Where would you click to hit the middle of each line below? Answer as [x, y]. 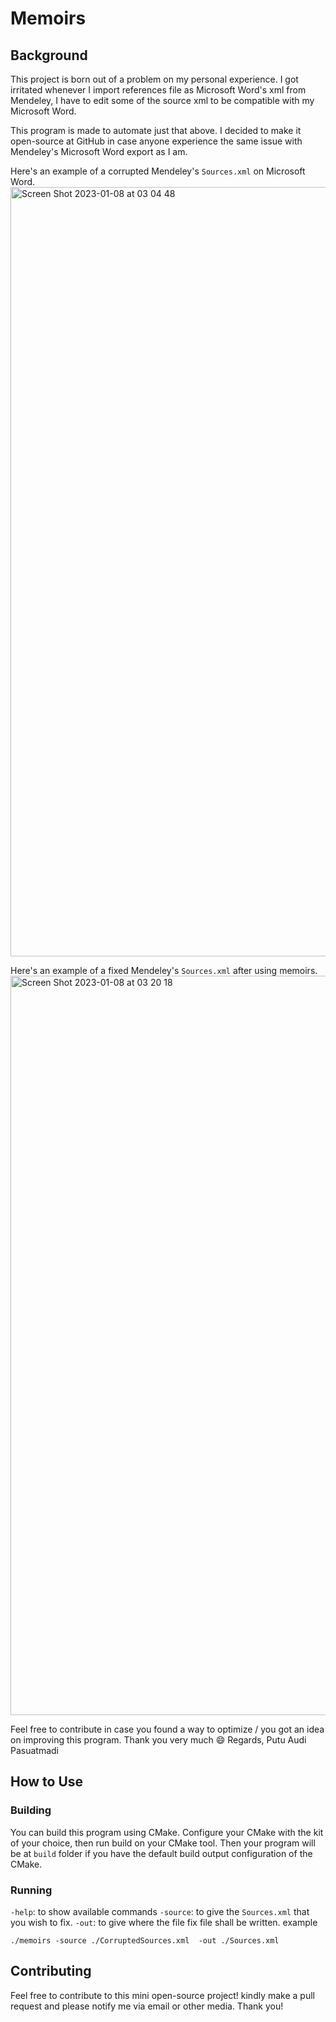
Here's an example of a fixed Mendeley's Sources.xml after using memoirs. [164, 970]
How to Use [47, 1782]
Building [31, 1810]
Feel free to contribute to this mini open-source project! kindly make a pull [163, 1995]
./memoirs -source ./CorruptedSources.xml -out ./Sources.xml [145, 1940]
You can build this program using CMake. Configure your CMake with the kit [167, 1832]
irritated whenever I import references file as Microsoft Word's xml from [158, 90]
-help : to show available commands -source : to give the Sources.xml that [160, 1911]
